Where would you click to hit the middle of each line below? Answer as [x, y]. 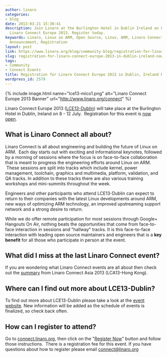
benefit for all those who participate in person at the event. [66, 240]
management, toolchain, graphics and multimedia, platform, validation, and [82, 173]
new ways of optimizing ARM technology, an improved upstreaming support [83, 204]
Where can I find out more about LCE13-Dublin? [80, 289]
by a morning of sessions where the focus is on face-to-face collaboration [81, 157]
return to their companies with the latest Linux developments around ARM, [81, 198]
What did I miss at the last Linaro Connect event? [83, 255]
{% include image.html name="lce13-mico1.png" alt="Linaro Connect [76, 93]
